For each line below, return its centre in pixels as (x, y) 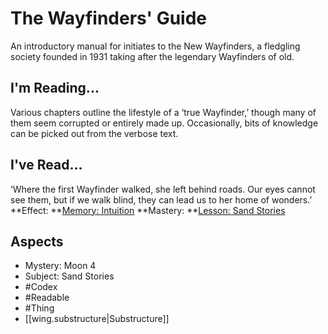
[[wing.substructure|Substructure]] (97, 319)
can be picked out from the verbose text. (94, 133)
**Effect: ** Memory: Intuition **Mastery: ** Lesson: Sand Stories (148, 210)
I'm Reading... (55, 88)
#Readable (47, 298)
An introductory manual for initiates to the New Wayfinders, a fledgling (155, 46)
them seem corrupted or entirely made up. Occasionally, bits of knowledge (164, 123)
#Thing (39, 308)
